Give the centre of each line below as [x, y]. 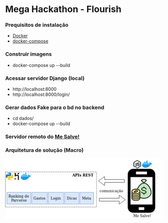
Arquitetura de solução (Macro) [45, 150]
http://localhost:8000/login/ [41, 94]
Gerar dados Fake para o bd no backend [55, 107]
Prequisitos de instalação [37, 25]
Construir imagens [28, 54]
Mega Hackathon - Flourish [63, 9]
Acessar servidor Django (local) [45, 78]
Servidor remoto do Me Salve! [42, 137]
